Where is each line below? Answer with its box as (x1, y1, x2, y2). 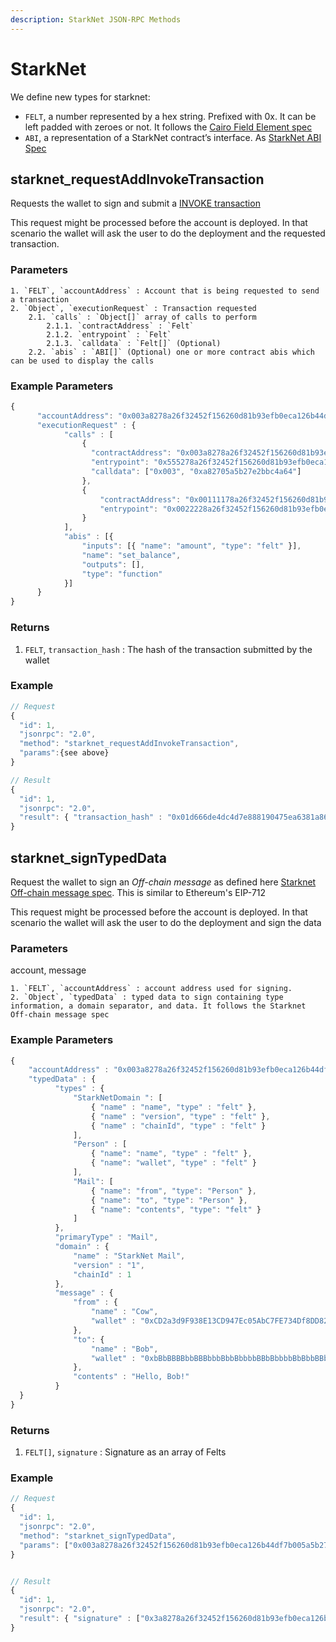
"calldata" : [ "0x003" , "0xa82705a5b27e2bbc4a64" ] (90, 467, 302, 477)
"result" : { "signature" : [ (19, 1614, 141, 1624)
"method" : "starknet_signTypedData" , (19, 1531, 177, 1541)
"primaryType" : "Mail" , (54, 1232, 159, 1243)
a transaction (10, 294, 70, 305)
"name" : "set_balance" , (81, 550, 182, 560)
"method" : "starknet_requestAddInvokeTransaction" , (19, 739, 240, 749)
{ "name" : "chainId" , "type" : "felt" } (90, 1121, 267, 1131)
